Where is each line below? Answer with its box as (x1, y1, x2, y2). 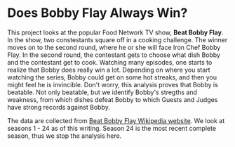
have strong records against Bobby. (7, 103, 110, 111)
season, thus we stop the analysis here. (7, 132, 122, 140)
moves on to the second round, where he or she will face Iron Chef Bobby (7, 43, 221, 51)
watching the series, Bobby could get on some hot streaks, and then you (7, 72, 217, 82)
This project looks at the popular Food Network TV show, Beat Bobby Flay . (7, 28, 224, 37)
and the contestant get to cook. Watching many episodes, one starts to (7, 58, 213, 66)
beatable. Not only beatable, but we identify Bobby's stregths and (7, 88, 198, 96)
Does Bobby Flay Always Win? (7, 5, 188, 21)
